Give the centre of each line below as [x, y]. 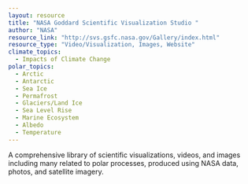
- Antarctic [35, 81]
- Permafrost [37, 96]
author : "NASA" [33, 30]
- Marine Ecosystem [47, 118]
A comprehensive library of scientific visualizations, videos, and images [124, 155]
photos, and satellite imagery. [56, 171]
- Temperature [38, 132]
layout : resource [37, 15]
